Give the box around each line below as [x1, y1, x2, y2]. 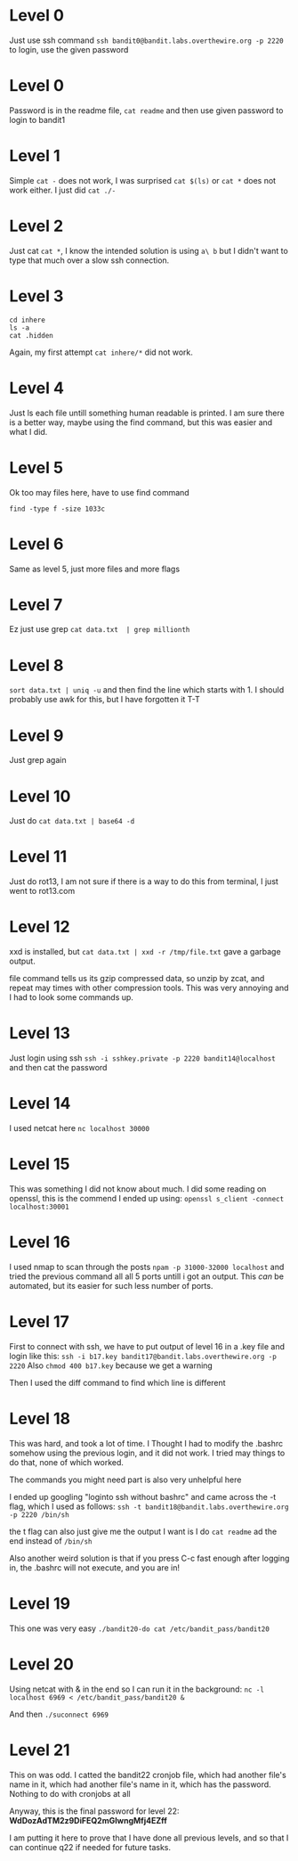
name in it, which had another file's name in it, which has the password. [9, 1779, 271, 1790]
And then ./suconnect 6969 [9, 1709, 109, 1719]
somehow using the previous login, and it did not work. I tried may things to [9, 1447, 286, 1458]
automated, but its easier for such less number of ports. [9, 1280, 213, 1291]
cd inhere [9, 316, 46, 324]
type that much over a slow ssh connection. [9, 255, 170, 266]
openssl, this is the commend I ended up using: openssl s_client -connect [9, 1193, 285, 1203]
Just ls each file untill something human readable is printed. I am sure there [9, 407, 285, 418]
